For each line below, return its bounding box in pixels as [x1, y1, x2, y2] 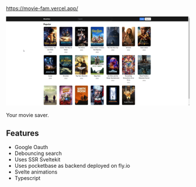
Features [6, 128, 39, 138]
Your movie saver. [6, 111, 50, 118]
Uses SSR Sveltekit [14, 156, 61, 163]
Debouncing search [14, 150, 62, 157]
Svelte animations [14, 168, 58, 175]
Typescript [14, 175, 41, 182]
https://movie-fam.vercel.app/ [6, 5, 79, 12]
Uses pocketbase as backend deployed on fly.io [14, 163, 130, 170]
